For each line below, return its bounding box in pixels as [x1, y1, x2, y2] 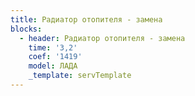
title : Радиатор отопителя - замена [10, 14, 163, 25]
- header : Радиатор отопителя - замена [19, 33, 186, 43]
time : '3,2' [28, 42, 78, 53]
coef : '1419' [28, 52, 83, 62]
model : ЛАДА [28, 61, 78, 71]
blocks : [10, 24, 43, 34]
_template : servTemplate [28, 71, 132, 81]
